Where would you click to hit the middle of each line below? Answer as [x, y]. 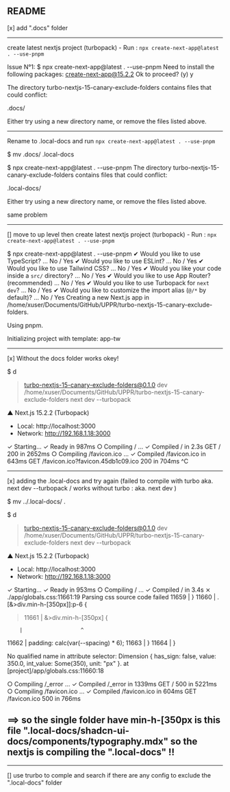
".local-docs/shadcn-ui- [76, 731]
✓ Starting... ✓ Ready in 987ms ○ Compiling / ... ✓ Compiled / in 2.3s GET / [114, 446]
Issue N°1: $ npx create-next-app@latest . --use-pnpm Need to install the [111, 67]
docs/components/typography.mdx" [88, 742]
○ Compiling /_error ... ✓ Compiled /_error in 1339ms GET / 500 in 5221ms [112, 684]
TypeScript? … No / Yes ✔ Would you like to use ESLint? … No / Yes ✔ [105, 261]
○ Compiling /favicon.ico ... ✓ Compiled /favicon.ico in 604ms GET [102, 691]
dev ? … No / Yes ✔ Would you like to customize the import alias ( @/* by [107, 290]
